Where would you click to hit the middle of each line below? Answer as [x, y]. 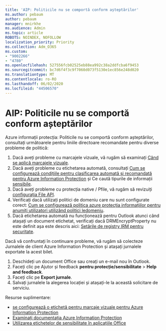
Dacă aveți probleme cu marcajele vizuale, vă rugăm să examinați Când [85, 158]
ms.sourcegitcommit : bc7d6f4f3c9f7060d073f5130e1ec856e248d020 [72, 70]
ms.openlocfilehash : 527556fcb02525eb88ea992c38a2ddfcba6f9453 [72, 65]
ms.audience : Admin [25, 28]
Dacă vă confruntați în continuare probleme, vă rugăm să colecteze [74, 241]
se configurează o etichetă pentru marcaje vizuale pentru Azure [78, 307]
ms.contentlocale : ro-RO [31, 79]
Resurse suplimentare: [28, 298]
